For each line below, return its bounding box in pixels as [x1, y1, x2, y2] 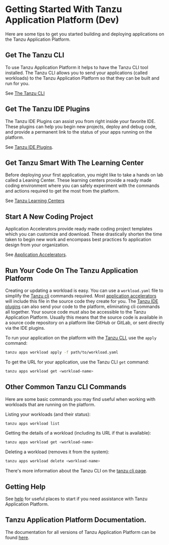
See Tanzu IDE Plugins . [5, 144, 53, 150]
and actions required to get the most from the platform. [5, 188, 120, 194]
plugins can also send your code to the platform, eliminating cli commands [5, 304, 160, 310]
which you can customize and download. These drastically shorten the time [5, 231, 162, 237]
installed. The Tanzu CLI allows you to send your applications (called [5, 70, 148, 76]
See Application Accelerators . [5, 252, 67, 258]
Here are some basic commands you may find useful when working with [5, 396, 155, 402]
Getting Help [5, 482, 46, 491]
